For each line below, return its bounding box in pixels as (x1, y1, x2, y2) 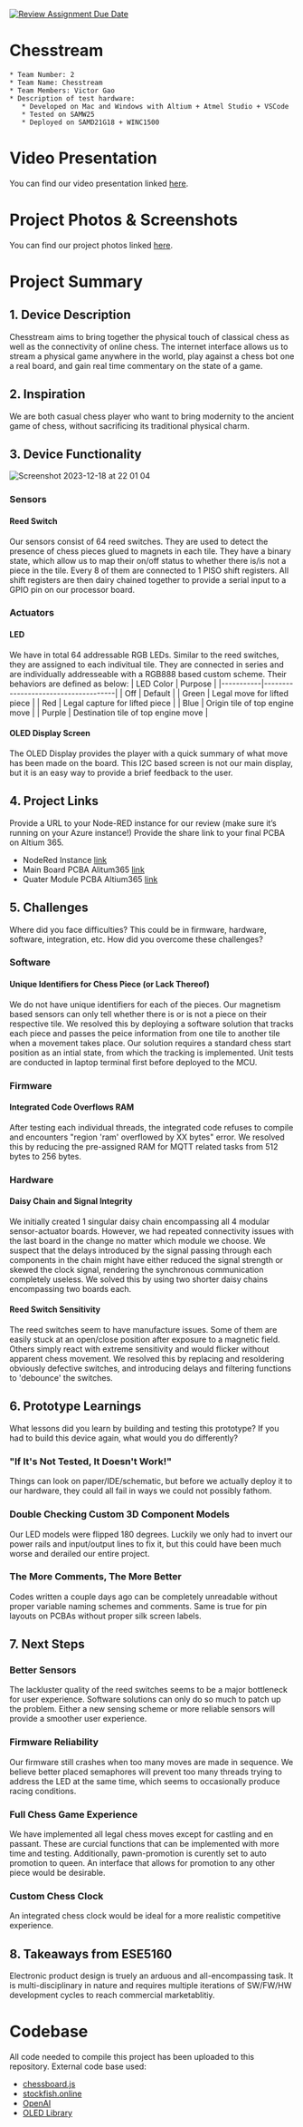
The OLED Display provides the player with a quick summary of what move (9, 748, 288, 759)
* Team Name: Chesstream (9, 78, 103, 87)
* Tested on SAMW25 (21, 110, 95, 119)
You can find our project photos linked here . (9, 239, 174, 250)
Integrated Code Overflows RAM (9, 1102, 135, 1112)
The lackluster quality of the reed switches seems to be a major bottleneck (9, 1685, 288, 1695)
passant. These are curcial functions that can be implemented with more (9, 1839, 279, 1850)
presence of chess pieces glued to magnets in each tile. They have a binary (9, 545, 291, 557)
